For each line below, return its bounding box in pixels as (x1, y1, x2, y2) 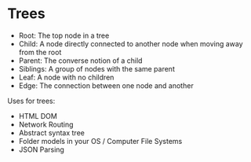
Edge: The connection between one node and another (18, 80, 194, 90)
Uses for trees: (7, 96, 56, 105)
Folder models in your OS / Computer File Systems (18, 136, 183, 145)
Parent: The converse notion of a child (18, 56, 143, 65)
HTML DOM (18, 111, 58, 120)
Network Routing (18, 120, 74, 129)
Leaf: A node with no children (18, 72, 115, 82)
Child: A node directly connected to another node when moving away (18, 39, 244, 48)
